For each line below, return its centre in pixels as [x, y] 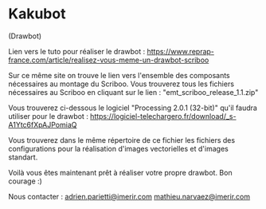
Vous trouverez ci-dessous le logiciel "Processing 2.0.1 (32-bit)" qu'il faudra [133, 108]
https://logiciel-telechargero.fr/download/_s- [163, 116]
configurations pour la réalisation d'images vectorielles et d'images [118, 148]
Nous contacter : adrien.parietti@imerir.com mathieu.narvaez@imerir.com [129, 196]
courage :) [25, 181]
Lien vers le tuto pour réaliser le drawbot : [77, 51]
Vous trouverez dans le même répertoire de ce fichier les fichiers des [122, 140]
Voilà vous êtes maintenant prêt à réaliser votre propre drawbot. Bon [120, 172]
